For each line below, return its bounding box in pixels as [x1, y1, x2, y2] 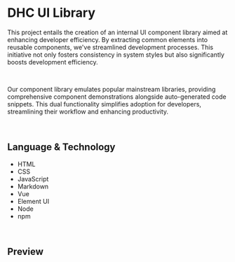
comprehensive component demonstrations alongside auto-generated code [7, 92, 227, 101]
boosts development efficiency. [7, 57, 98, 66]
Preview [7, 246, 44, 258]
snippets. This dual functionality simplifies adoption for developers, [7, 99, 202, 108]
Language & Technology [7, 142, 116, 153]
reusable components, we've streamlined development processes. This [7, 43, 214, 51]
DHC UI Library [7, 5, 96, 21]
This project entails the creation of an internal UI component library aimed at [7, 28, 228, 36]
